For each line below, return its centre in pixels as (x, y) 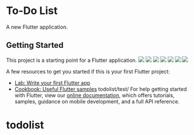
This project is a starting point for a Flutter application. (72, 60)
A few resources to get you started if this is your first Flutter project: (88, 71)
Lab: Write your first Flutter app (52, 82)
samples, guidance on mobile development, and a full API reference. (97, 101)
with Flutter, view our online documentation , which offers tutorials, (94, 95)
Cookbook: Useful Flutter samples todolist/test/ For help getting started (101, 89)
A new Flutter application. (37, 27)
